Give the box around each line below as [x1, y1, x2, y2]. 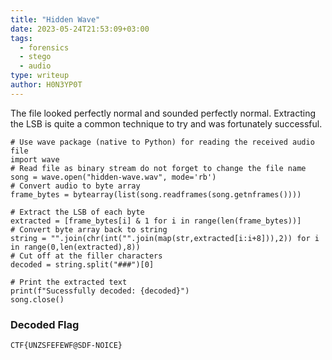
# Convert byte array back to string [10, 224, 168, 235]
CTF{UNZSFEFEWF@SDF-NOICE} [10, 341, 123, 351]
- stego [19, 52, 52, 62]
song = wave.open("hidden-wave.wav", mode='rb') [10, 172, 217, 182]
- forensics [19, 42, 70, 53]
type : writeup [10, 71, 70, 81]
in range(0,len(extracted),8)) [10, 242, 141, 252]
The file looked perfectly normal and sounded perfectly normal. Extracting [10, 107, 317, 119]
